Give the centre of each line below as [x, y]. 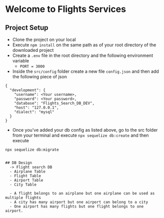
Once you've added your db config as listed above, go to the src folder [85, 130]
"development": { [28, 90]
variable [21, 61]
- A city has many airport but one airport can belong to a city [79, 202]
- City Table [23, 185]
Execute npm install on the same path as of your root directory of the [84, 45]
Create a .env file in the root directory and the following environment [83, 55]
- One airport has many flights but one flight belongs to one [77, 207]
